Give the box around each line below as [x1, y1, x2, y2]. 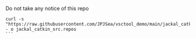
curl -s [5, 16, 25, 22]
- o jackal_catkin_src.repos [5, 26, 77, 32]
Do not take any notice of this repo [5, 5, 89, 12]
